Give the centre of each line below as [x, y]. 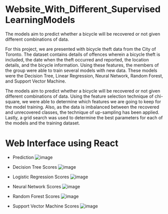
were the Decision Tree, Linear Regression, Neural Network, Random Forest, [84, 76]
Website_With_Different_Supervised [83, 9]
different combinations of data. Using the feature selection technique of [79, 96]
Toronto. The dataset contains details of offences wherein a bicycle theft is [83, 54]
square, [13, 101]
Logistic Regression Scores [41, 177]
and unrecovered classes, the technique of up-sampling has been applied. [82, 112]
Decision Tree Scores [35, 167]
